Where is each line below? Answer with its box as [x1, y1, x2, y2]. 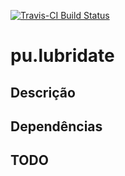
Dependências [10, 118, 103, 135]
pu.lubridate [10, 45, 115, 67]
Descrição [10, 84, 76, 101]
